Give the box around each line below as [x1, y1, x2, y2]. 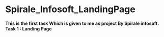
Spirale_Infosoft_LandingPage [5, 4, 136, 15]
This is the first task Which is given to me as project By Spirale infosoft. [5, 20, 159, 26]
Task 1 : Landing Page [5, 25, 52, 31]
